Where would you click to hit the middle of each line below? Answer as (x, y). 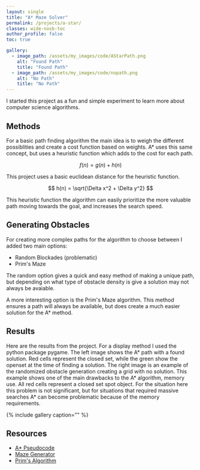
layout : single (25, 12)
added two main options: (37, 246)
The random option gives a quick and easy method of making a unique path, (100, 275)
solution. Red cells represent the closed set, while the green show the (92, 358)
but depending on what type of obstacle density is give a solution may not (98, 282)
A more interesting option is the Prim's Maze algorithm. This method (90, 300)
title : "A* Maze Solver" (37, 17)
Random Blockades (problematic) (56, 257)
